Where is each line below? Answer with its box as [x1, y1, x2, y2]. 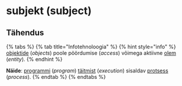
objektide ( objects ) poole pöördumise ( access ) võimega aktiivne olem [6, 49, 176, 57]
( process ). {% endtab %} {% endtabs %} [6, 74, 106, 80]
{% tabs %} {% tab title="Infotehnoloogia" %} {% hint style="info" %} [6, 43, 176, 50]
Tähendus [6, 28, 44, 38]
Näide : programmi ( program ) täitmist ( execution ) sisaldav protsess [6, 67, 168, 74]
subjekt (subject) [6, 4, 92, 18]
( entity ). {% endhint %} [6, 56, 63, 62]
